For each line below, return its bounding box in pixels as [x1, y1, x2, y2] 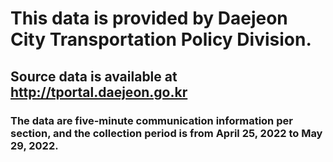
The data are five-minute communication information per [10, 113, 293, 127]
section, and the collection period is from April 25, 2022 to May [10, 126, 323, 140]
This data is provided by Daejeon [10, 7, 288, 30]
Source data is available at [10, 68, 178, 85]
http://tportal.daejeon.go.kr [10, 83, 188, 101]
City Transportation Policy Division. [10, 28, 312, 51]
